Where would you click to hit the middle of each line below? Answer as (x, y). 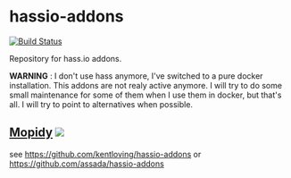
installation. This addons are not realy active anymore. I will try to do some (146, 85)
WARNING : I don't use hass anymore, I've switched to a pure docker (136, 76)
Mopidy (31, 133)
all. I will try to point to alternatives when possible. (101, 104)
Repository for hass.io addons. (66, 58)
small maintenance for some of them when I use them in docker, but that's (145, 95)
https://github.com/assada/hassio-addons (87, 164)
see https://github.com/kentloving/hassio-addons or (105, 154)
